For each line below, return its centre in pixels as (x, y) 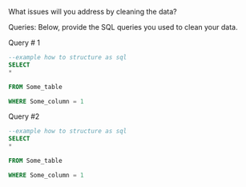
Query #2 (24, 116)
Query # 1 (24, 43)
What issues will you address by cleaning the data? (93, 12)
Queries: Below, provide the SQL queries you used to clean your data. (123, 27)
